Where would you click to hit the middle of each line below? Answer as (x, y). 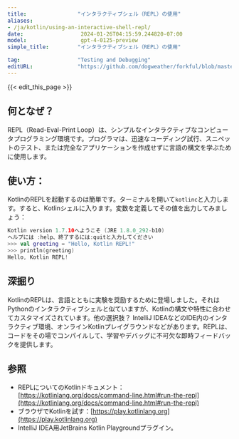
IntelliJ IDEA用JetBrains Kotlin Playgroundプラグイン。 (97, 428)
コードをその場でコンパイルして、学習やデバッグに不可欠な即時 (101, 335)
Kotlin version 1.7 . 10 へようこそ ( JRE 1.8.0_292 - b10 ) (86, 231)
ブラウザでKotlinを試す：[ (55, 411)
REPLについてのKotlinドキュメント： (71, 387)
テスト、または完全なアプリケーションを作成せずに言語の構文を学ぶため (126, 148)
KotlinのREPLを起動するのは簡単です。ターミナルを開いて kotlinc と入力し (115, 200)
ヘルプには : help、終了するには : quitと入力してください (80, 237)
